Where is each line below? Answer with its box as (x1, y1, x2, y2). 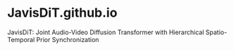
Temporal (7, 35, 35, 43)
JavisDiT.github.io (7, 5, 118, 21)
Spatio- (205, 28, 228, 36)
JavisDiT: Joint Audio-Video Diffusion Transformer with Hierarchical (7, 28, 204, 36)
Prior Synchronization (36, 35, 99, 43)
